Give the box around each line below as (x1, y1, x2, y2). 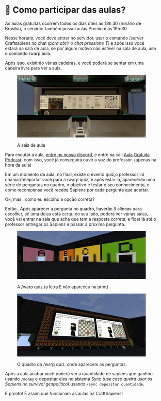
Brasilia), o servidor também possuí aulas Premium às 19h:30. (5, 25, 128, 31)
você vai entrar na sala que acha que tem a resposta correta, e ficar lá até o (5, 216, 157, 222)
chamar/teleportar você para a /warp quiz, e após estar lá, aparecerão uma (5, 177, 155, 183)
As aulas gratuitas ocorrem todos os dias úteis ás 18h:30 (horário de (5, 20, 142, 26)
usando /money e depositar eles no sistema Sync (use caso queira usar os (5, 376, 153, 382)
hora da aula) (5, 162, 32, 168)
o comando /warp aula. (5, 51, 51, 56)
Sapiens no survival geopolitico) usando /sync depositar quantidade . (5, 381, 145, 387)
